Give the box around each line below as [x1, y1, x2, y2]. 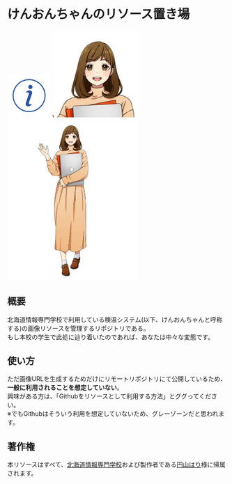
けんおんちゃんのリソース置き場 [7, 6, 190, 22]
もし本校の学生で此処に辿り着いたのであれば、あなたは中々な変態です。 [7, 332, 215, 341]
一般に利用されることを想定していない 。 [7, 384, 123, 392]
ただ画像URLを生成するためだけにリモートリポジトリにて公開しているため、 [7, 375, 226, 383]
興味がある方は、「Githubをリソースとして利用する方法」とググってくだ [7, 392, 212, 400]
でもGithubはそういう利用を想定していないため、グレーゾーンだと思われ [10, 409, 219, 418]
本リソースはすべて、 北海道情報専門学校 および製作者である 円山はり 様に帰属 [7, 460, 226, 469]
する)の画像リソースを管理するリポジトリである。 [7, 324, 150, 332]
